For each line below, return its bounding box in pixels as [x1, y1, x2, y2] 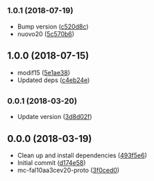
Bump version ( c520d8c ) [17, 22, 89, 31]
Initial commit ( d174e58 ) [17, 159, 86, 167]
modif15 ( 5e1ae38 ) [17, 68, 71, 77]
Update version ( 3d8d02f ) [17, 113, 92, 121]
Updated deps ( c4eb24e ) [17, 76, 90, 84]
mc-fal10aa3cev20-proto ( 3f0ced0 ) [17, 166, 120, 175]
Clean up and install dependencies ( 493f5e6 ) [17, 151, 148, 159]
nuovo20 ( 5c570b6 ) [17, 29, 75, 38]
